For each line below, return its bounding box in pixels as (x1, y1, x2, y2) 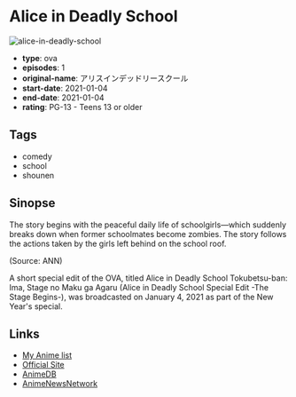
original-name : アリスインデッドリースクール (21, 73, 189, 83)
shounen (21, 170, 55, 180)
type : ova (21, 52, 58, 63)
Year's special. (9, 300, 64, 312)
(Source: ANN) (9, 255, 63, 266)
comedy (21, 151, 53, 162)
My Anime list (21, 350, 73, 361)
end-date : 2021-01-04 (21, 91, 105, 103)
